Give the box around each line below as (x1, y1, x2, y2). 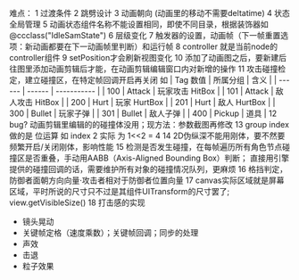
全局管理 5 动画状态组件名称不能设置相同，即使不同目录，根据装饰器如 (9, 19, 270, 29)
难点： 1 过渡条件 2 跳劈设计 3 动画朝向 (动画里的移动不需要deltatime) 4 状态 (9, 8, 290, 18)
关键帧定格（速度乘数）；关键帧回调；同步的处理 (21, 227, 199, 238)
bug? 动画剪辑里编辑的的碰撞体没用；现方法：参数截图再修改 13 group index (9, 119, 290, 129)
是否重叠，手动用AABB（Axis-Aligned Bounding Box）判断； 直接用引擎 (24, 152, 290, 163)
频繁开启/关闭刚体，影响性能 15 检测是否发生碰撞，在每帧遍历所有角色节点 (9, 142, 283, 152)
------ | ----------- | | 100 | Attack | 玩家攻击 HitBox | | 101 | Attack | (26, 86, 274, 96)
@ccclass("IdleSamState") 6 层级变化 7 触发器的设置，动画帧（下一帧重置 (9, 30, 281, 40)
